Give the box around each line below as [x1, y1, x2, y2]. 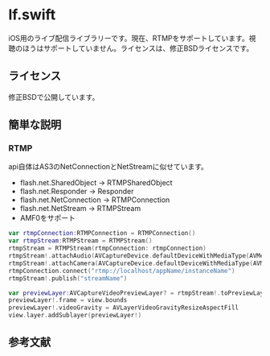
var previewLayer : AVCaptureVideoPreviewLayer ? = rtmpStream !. [8, 288, 221, 297]
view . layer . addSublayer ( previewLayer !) [8, 312, 142, 320]
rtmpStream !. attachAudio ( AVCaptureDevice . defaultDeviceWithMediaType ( [8, 252, 250, 260]
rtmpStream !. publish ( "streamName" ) [8, 274, 128, 283]
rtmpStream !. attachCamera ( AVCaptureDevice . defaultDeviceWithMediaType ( [8, 259, 253, 267]
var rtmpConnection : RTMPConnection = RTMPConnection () [8, 230, 196, 238]
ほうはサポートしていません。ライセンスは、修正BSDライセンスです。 [22, 43, 254, 53]
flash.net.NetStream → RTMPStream [19, 204, 141, 213]
